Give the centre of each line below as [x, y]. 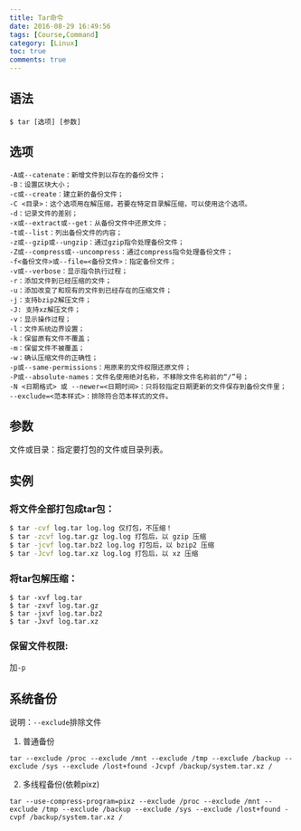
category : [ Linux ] [44, 43]
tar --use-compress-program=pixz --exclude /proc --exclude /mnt [135, 802]
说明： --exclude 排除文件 [56, 722]
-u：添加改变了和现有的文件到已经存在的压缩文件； [91, 291]
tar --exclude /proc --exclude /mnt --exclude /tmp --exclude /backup [145, 759]
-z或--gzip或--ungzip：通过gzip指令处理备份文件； [97, 242]
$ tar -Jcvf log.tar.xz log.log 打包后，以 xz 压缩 [104, 553]
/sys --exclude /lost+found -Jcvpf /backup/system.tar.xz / [157, 767]
